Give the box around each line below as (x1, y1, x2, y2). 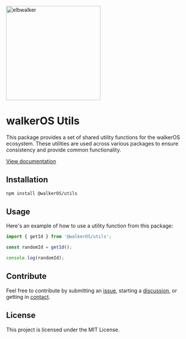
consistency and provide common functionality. (6, 146, 122, 153)
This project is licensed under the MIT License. (6, 326, 120, 333)
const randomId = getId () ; (6, 245, 72, 251)
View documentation (6, 157, 57, 164)
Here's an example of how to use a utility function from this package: (6, 222, 174, 229)
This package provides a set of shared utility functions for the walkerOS (6, 133, 181, 141)
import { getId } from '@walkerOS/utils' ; (6, 233, 112, 240)
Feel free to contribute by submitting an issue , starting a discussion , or (6, 287, 178, 294)
